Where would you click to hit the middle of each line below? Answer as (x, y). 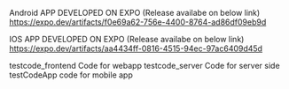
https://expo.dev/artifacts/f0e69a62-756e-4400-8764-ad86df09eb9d (138, 22)
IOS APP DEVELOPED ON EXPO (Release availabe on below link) (127, 39)
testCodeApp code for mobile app (71, 75)
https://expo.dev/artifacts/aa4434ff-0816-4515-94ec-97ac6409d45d (136, 48)
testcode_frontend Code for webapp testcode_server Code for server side (145, 66)
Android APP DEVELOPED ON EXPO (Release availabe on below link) (135, 13)
